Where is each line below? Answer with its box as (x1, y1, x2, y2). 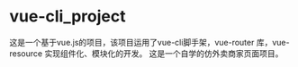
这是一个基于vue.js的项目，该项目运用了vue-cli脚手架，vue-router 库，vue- (9, 37, 290, 47)
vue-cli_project (9, 6, 126, 27)
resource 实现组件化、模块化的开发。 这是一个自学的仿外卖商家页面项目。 (9, 47, 284, 59)
